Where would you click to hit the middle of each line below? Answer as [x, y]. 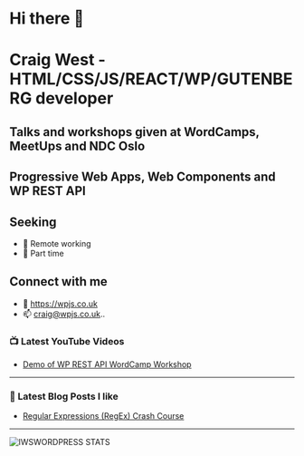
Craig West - [57, 60]
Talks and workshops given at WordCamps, [134, 132]
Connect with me [59, 281]
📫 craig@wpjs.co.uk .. [64, 314]
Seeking [33, 222]
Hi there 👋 [47, 19]
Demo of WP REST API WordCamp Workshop [107, 364]
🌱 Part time [43, 253]
